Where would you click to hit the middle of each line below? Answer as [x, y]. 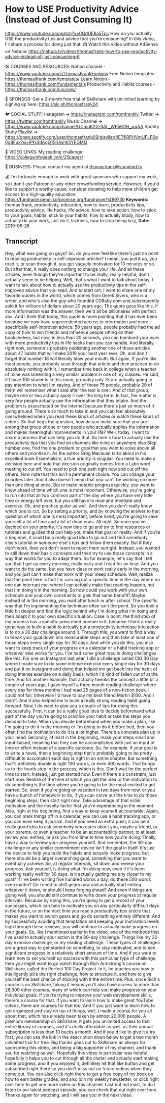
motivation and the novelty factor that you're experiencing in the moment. [80, 805]
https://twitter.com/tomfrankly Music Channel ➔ [54, 121]
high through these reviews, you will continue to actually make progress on [81, 926]
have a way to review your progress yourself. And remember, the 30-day [79, 842]
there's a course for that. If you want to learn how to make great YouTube [79, 1000]
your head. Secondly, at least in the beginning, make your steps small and [80, 737]
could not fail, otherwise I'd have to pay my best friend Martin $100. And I [80, 695]
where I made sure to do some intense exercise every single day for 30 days [82, 663]
